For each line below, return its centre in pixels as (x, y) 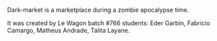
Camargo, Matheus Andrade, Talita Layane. (69, 30)
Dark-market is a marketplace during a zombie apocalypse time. (98, 10)
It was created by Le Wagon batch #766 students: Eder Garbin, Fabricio (109, 23)
